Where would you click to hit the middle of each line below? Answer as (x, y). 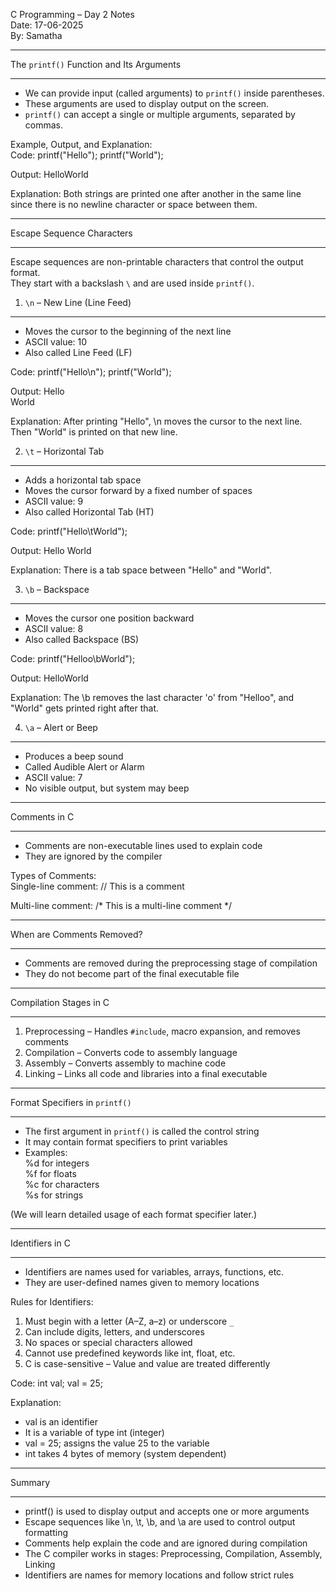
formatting (46, 1532)
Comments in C (42, 817)
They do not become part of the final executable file (132, 973)
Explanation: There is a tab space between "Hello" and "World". (141, 570)
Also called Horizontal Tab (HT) (89, 512)
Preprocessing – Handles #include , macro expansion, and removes (162, 1031)
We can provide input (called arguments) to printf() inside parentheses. (174, 93)
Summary (30, 1482)
